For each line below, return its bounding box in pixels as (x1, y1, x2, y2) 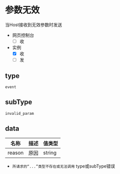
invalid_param (5, 111, 34, 116)
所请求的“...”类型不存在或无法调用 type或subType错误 (12, 163, 116, 169)
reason (7, 149, 24, 156)
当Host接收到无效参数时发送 (5, 22, 62, 28)
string (43, 149, 57, 156)
